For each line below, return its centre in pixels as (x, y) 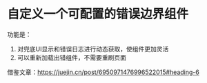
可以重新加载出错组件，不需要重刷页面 (71, 57)
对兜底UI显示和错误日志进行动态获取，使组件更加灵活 (93, 49)
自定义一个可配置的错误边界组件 (98, 14)
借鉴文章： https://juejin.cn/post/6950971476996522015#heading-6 (103, 72)
